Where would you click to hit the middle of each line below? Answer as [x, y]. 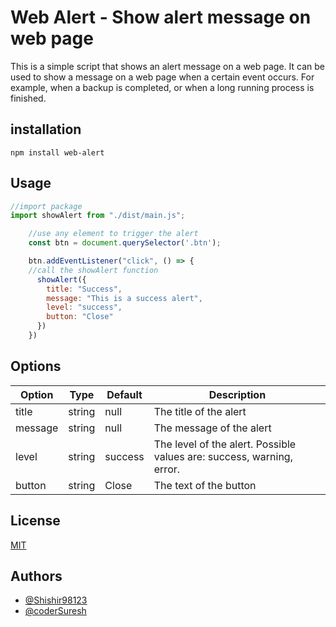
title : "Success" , [84, 289]
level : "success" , [84, 307]
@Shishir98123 [56, 600]
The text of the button [205, 485]
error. [167, 469]
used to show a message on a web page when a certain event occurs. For [162, 77]
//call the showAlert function [93, 270]
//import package [46, 206]
